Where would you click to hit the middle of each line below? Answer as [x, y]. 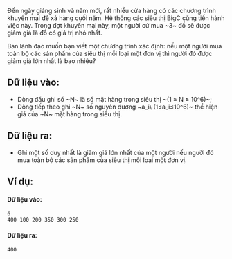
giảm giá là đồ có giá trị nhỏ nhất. [55, 33]
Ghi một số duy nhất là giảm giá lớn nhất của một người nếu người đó [115, 152]
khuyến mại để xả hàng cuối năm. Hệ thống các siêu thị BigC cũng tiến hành [116, 18]
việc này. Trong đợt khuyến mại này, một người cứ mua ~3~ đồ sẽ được [109, 25]
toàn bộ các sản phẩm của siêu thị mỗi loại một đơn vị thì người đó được [110, 53]
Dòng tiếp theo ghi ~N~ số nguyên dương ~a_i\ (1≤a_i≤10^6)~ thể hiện [117, 107]
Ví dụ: [20, 182]
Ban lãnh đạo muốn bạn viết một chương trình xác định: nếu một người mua [115, 46]
